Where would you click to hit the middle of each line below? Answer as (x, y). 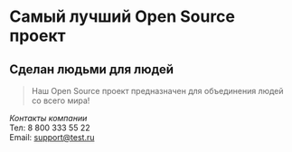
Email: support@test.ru (52, 137)
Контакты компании (48, 118)
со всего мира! (61, 100)
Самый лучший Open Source (122, 17)
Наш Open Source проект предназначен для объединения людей (157, 91)
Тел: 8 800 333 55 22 (50, 128)
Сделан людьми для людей (92, 69)
